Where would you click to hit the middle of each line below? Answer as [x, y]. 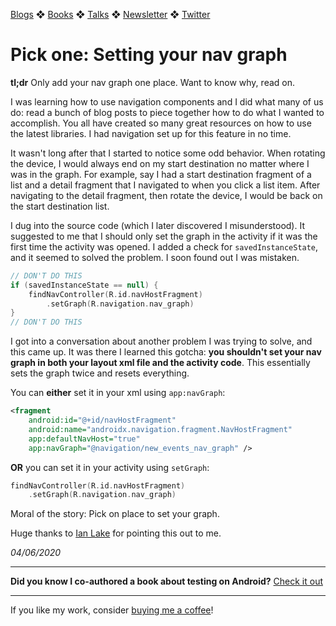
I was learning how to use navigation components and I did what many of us [167, 101]
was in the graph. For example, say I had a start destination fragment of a [161, 174]
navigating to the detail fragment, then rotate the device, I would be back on [166, 195]
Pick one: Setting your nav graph [149, 55]
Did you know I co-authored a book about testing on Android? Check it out [166, 581]
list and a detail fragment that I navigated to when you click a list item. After [165, 185]
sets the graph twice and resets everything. [100, 373]
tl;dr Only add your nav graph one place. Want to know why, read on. [153, 82]
